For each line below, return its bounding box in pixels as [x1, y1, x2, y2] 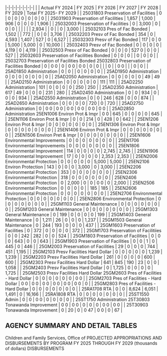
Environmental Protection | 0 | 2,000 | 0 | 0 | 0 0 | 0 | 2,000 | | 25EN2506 [5, 180, 155, 186]
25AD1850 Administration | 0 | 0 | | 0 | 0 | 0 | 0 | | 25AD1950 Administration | [5, 68, 162, 74]
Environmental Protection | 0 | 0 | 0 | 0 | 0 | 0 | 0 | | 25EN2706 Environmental [5, 190, 163, 196]
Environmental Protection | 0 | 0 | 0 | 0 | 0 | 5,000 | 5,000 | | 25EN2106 [5, 159, 150, 164]
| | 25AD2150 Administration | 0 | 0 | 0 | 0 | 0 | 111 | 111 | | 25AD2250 [5, 79, 144, 85]
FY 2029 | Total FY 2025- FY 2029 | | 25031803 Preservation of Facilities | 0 [5, 10, 162, 16]
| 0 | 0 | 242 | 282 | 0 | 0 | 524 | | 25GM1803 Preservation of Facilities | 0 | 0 [5, 233, 161, 239]
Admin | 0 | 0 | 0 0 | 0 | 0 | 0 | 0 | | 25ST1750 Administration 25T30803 [5, 297, 150, 302]
